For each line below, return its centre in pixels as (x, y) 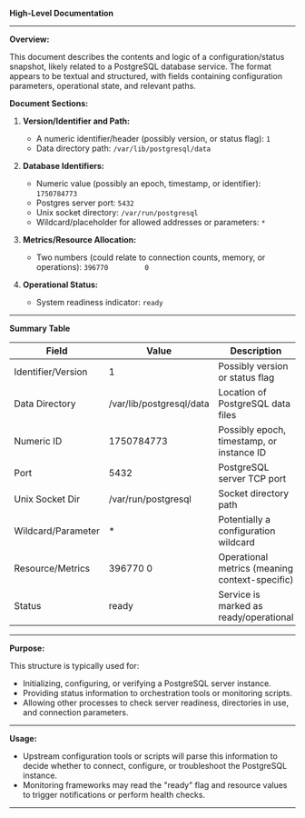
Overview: (30, 39)
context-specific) (256, 579)
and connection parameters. (75, 712)
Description (256, 351)
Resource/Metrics (52, 569)
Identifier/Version (51, 372)
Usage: (24, 738)
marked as (240, 606)
